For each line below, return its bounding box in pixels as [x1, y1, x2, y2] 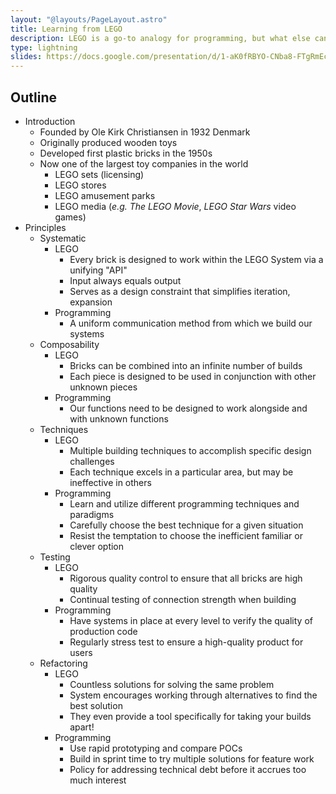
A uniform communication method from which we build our [69, 317, 313, 329]
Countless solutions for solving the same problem [69, 678, 275, 690]
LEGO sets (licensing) [54, 168, 145, 180]
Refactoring [39, 657, 88, 669]
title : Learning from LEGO [10, 24, 123, 34]
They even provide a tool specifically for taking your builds [69, 710, 312, 722]
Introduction [24, 115, 76, 127]
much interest [69, 774, 127, 786]
